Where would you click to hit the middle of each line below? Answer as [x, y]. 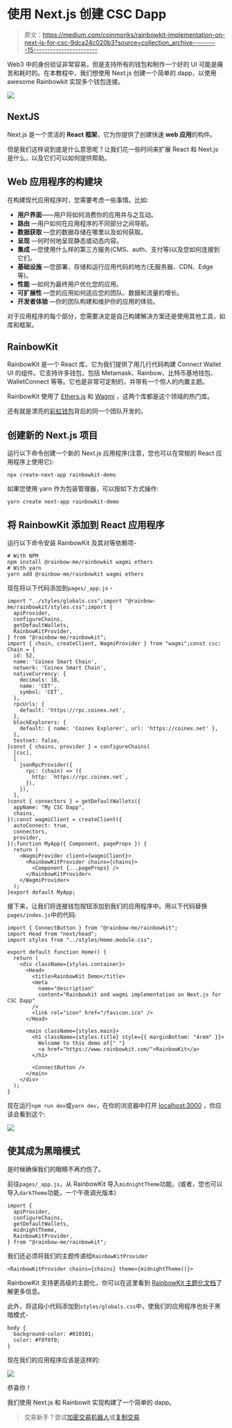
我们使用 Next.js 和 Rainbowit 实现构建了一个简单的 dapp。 [91, 1402]
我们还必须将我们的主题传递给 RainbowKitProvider [78, 1255]
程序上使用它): [33, 462]
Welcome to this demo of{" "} [82, 1043]
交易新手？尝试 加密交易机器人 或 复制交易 [82, 1417]
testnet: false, [37, 741]
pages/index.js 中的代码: [42, 915]
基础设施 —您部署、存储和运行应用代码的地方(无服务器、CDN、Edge [115, 266]
